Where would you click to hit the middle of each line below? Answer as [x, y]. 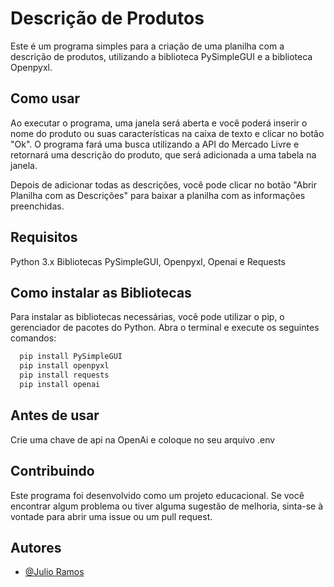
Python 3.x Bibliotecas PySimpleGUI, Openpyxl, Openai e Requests [148, 261]
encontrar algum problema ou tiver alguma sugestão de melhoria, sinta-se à [167, 506]
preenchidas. [37, 206]
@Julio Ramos [54, 572]
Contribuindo [52, 471]
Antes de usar [55, 415]
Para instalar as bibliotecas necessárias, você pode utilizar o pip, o [147, 317]
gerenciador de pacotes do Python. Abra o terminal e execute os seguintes [165, 328]
